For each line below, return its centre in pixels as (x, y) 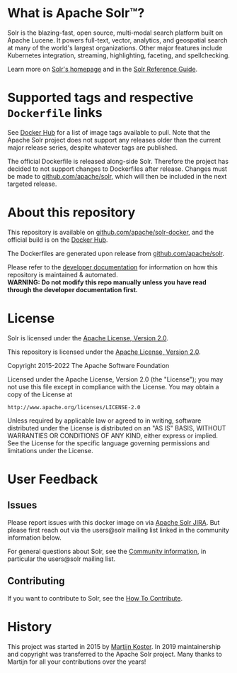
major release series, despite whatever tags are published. (93, 148)
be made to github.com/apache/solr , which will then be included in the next (117, 176)
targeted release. (32, 184)
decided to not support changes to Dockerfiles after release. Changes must (117, 169)
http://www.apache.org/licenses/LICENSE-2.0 (74, 407)
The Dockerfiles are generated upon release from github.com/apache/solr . (116, 253)
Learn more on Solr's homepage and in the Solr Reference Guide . (103, 69)
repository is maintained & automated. (63, 274)
